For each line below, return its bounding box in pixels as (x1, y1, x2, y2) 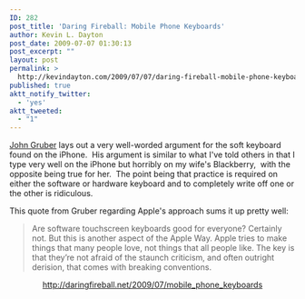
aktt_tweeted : (9, 106, 64, 115)
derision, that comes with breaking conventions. (31, 262, 212, 273)
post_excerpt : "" (9, 47, 75, 56)
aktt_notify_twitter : (9, 89, 92, 98)
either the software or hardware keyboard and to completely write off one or (9, 178, 295, 189)
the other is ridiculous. (9, 188, 93, 199)
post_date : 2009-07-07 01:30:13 (9, 38, 132, 48)
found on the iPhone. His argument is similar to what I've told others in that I (9, 149, 295, 160)
